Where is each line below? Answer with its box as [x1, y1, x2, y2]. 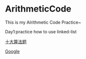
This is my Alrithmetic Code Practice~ [5, 19, 82, 25]
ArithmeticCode [5, 3, 72, 15]
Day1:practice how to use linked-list [5, 29, 77, 34]
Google [5, 48, 20, 54]
